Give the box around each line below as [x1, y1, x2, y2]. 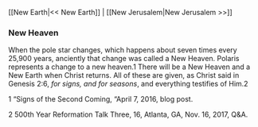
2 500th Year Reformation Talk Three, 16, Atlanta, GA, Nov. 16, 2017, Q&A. [8, 110, 248, 119]
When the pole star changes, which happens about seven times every [8, 45, 237, 55]
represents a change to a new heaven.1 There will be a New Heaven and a [8, 62, 251, 71]
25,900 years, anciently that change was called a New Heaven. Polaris [8, 54, 240, 63]
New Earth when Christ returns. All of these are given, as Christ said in [8, 71, 240, 80]
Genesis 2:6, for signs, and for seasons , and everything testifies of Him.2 [8, 79, 248, 89]
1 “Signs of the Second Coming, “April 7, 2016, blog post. [8, 94, 193, 104]
